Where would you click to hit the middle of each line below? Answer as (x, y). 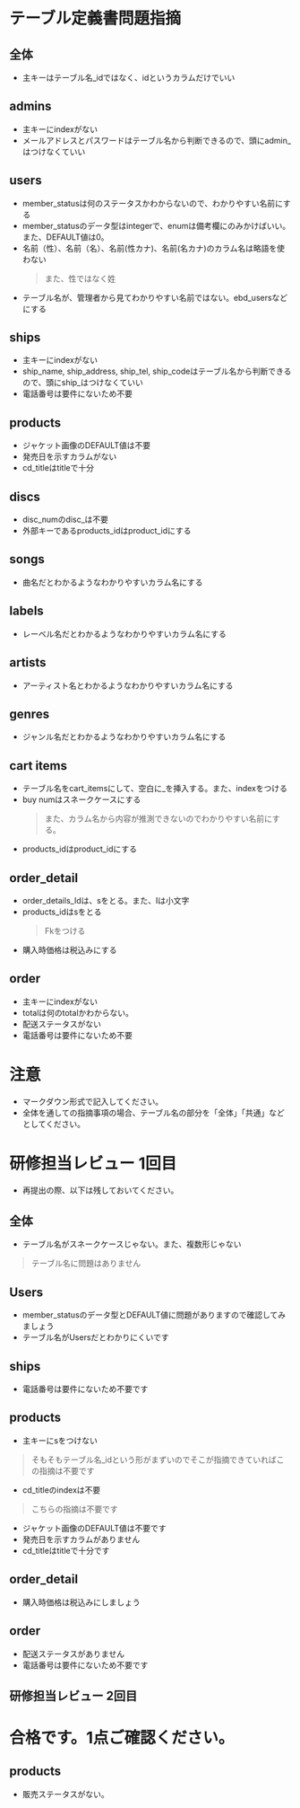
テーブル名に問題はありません (86, 1264)
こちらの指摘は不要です (74, 1509)
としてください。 (53, 1124)
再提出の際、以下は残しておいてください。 (100, 1190)
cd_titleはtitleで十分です (66, 1550)
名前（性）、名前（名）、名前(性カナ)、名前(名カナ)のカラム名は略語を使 (153, 248)
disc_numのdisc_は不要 (65, 520)
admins (30, 106)
